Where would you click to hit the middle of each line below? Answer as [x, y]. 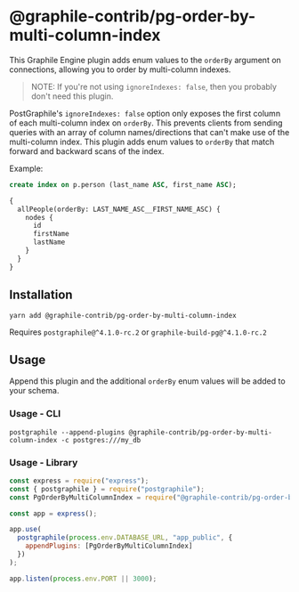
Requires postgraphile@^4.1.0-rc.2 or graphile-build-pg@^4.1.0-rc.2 [138, 332]
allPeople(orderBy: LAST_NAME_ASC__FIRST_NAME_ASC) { [119, 209]
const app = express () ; [53, 514]
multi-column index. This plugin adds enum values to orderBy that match [142, 142]
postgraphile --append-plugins [67, 432]
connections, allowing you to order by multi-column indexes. [120, 69]
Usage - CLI [35, 414]
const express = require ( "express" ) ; [79, 481]
